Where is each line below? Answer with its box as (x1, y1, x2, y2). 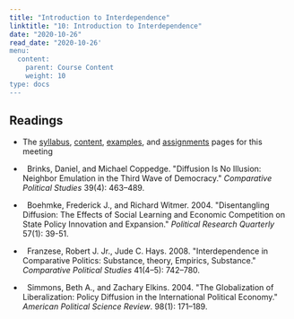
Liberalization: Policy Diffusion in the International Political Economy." (22, 292, 278, 303)
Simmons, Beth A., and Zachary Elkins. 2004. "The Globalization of (26, 282, 274, 293)
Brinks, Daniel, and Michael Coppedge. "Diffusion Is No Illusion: (26, 163, 262, 175)
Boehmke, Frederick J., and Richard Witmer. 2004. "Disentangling (26, 200, 271, 211)
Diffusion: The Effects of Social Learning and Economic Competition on (22, 210, 285, 220)
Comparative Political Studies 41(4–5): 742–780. (22, 265, 200, 276)
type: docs (9, 80, 50, 89)
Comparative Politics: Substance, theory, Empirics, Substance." (22, 255, 257, 266)
